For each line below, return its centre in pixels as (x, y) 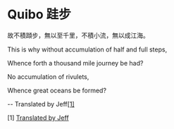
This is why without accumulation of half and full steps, (87, 49)
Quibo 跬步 (39, 14)
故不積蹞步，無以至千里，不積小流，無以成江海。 (78, 35)
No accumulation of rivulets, (48, 76)
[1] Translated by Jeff (38, 118)
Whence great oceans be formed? (57, 90)
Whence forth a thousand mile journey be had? (75, 63)
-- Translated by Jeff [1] (41, 104)
